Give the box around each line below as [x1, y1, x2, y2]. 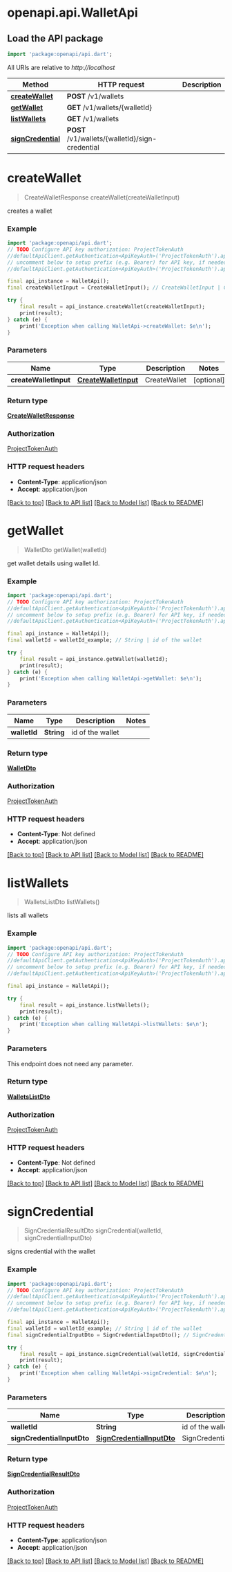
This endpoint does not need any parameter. [7, 1059, 133, 1068]
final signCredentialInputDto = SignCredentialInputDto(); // [7, 1332, 190, 1339]
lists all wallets [7, 911, 48, 919]
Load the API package [7, 33, 104, 44]
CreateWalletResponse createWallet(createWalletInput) [23, 193, 180, 202]
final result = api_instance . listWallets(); [19, 1001, 150, 1009]
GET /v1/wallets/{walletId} [66, 103, 153, 112]
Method [22, 80, 49, 89]
